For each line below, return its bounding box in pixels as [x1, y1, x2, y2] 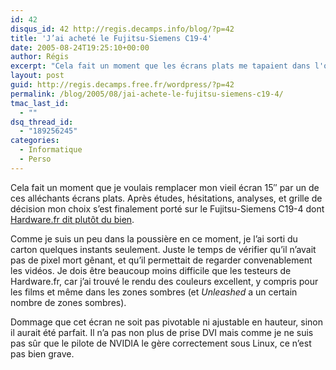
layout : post [10, 71, 65, 81]
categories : [10, 136, 60, 146]
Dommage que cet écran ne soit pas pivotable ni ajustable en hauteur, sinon [10, 316, 324, 328]
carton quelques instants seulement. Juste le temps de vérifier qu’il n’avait [10, 243, 317, 255]
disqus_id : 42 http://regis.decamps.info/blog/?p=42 [10, 24, 235, 34]
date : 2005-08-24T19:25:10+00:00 [10, 42, 150, 53]
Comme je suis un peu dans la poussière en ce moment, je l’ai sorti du [10, 232, 298, 245]
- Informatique [19, 145, 83, 155]
